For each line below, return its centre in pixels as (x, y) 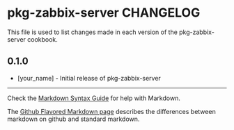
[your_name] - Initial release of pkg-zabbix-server (89, 78)
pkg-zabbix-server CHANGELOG (104, 13)
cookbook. (42, 39)
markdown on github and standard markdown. (73, 119)
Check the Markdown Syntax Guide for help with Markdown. (94, 98)
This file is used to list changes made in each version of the (92, 32)
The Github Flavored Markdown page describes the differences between (111, 111)
